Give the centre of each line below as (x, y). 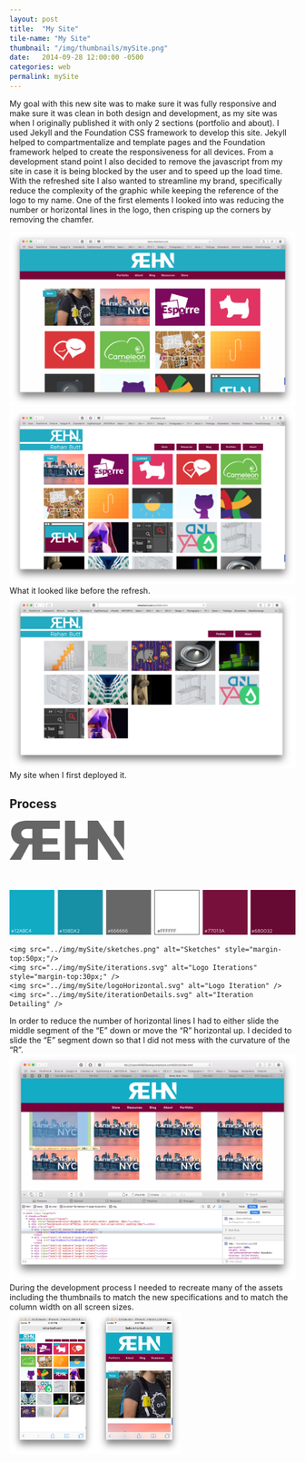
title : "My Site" (44, 29)
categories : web (40, 67)
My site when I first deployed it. (68, 775)
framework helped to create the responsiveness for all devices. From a (142, 152)
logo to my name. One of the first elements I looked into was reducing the (147, 200)
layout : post (34, 19)
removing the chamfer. (52, 219)
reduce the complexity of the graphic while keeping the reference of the (144, 190)
